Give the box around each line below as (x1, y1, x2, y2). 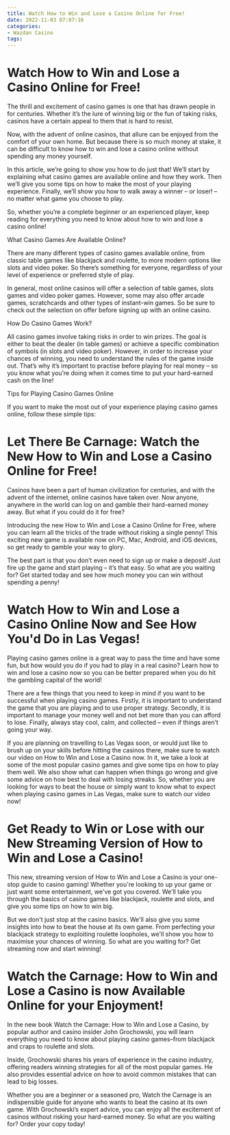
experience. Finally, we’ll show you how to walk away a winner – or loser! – (7, 187, 218, 195)
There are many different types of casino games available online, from (7, 249, 205, 257)
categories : (7, 23, 41, 29)
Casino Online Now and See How (7, 617, 197, 632)
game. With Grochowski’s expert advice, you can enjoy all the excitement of (7, 1105, 221, 1113)
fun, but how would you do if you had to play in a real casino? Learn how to (7, 661, 219, 669)
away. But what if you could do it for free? (7, 508, 125, 516)
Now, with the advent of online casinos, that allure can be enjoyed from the (7, 130, 219, 139)
